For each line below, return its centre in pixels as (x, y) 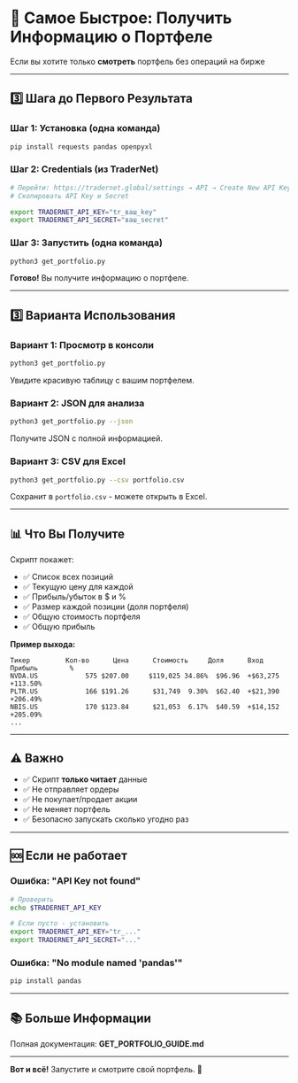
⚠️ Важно (37, 758)
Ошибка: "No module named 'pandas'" (96, 963)
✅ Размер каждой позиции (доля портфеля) (106, 607)
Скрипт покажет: (42, 560)
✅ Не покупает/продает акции (80, 799)
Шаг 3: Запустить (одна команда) (86, 243)
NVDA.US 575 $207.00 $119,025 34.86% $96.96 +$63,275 (145, 677)
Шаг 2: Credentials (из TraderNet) (84, 169)
